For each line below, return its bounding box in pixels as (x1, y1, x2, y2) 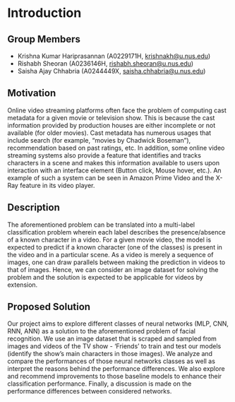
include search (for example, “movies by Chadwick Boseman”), (7, 136, 191, 144)
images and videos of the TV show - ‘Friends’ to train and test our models (7, 342, 222, 350)
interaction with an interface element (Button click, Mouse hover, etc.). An (7, 166, 222, 175)
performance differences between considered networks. (7, 387, 172, 396)
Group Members (7, 33, 81, 45)
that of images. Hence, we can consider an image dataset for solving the (7, 265, 219, 273)
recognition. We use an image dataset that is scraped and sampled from (7, 334, 217, 343)
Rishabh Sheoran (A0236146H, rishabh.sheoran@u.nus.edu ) (17, 59, 194, 68)
